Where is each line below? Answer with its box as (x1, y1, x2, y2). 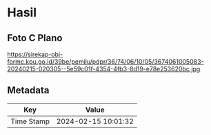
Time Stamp (10, 116, 50, 126)
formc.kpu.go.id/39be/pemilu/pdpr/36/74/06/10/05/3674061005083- (7, 58, 204, 66)
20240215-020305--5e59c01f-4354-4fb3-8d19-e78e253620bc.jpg (7, 65, 201, 73)
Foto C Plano (7, 32, 63, 44)
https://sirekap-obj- (7, 50, 63, 58)
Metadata (7, 84, 50, 97)
